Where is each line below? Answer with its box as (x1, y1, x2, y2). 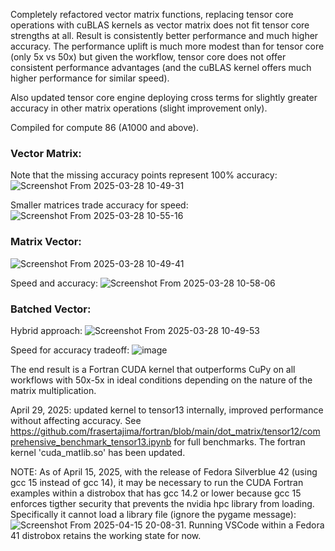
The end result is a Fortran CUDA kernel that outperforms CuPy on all (10, 363, 296, 375)
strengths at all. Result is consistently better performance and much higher (10, 30, 319, 41)
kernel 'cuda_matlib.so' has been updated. (10, 446, 186, 458)
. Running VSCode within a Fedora (183, 519, 325, 531)
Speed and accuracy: (10, 277, 98, 289)
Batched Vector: (10, 302, 92, 316)
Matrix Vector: (10, 235, 82, 249)
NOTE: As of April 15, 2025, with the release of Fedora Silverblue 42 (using (10, 465, 318, 478)
